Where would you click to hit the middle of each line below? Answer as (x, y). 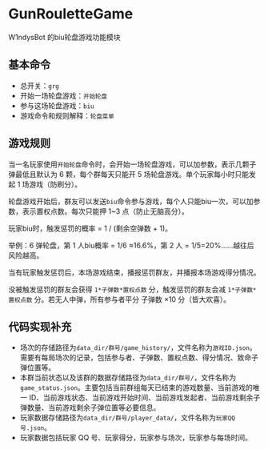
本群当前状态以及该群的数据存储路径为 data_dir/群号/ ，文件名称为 (128, 378)
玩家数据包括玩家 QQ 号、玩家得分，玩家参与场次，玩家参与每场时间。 (136, 438)
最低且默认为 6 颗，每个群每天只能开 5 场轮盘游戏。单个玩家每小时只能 (132, 174)
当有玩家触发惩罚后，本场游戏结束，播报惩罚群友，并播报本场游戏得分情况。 (134, 272)
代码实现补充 (40, 326)
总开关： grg (40, 86)
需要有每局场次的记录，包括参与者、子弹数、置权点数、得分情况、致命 (136, 358)
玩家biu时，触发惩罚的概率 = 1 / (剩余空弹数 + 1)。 (90, 228)
